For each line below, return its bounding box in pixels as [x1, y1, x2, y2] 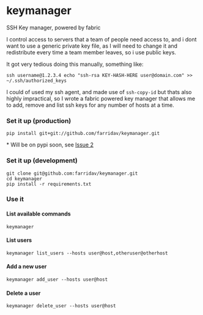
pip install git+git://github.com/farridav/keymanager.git [6, 131, 160, 137]
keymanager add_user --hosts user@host [6, 277, 108, 283]
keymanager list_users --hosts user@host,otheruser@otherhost [6, 250, 168, 256]
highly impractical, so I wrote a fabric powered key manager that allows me [6, 95, 196, 102]
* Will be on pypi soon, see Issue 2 [6, 141, 94, 148]
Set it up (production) [6, 117, 72, 125]
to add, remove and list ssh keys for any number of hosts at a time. [6, 101, 174, 109]
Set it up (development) [6, 156, 78, 165]
